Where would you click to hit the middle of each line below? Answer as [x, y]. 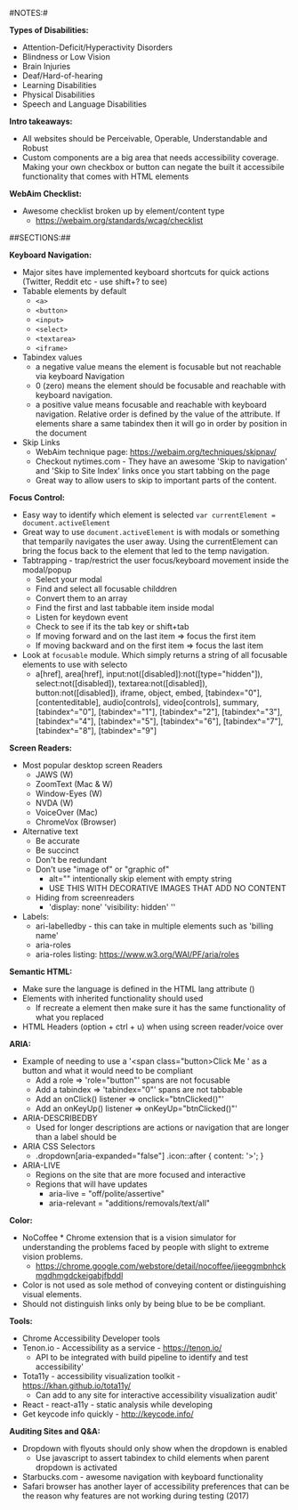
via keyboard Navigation [80, 376]
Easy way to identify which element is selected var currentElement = [149, 515]
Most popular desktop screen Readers [92, 765]
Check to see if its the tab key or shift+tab [112, 626]
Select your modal [68, 579]
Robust [35, 148]
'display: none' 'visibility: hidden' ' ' [112, 907]
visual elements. [52, 1294]
